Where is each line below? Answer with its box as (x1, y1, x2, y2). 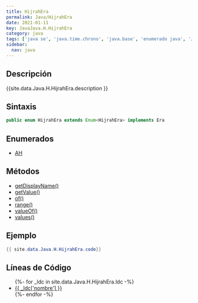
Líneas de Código (6, 262, 72, 272)
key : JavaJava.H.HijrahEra (6, 25, 72, 31)
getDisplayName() (14, 182, 59, 189)
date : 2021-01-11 (6, 19, 49, 25)
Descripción (6, 69, 52, 79)
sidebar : (6, 42, 28, 48)
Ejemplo (6, 231, 37, 241)
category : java (6, 31, 44, 37)
